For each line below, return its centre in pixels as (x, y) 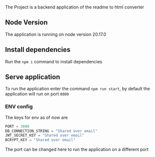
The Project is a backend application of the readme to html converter (75, 7)
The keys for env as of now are (36, 117)
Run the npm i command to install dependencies (54, 61)
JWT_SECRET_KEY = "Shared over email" (45, 135)
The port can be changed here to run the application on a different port (77, 150)
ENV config (19, 106)
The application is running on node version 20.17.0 (56, 34)
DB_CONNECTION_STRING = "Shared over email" (51, 131)
